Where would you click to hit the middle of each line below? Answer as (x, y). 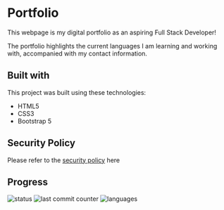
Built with (29, 76)
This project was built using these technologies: (77, 92)
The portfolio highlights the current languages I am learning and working (112, 46)
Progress (27, 182)
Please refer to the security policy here (64, 160)
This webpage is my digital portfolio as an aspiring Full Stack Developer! (112, 32)
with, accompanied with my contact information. (77, 53)
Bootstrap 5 (35, 121)
